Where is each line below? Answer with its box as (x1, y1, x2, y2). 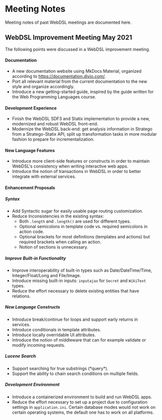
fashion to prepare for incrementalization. (12, 137, 95, 142)
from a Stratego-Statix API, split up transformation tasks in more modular (12, 131, 157, 137)
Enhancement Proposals (5, 185, 55, 190)
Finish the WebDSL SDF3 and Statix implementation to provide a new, (12, 116, 150, 122)
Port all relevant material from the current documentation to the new (12, 78, 148, 84)
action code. (19, 229, 44, 234)
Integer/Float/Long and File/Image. (12, 272, 81, 278)
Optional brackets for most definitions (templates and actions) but (19, 233, 150, 239)
